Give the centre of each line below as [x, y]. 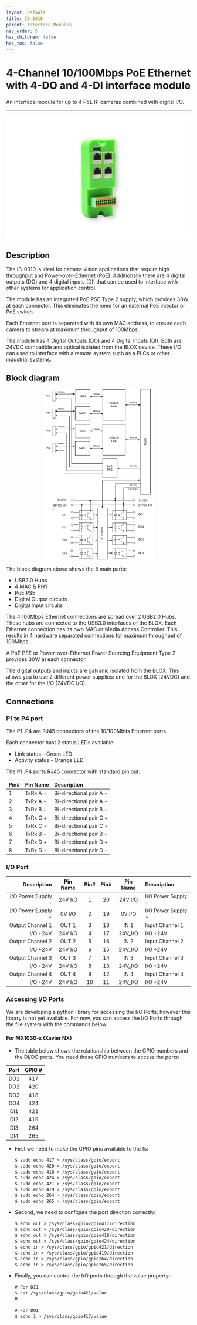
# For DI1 [27, 1287]
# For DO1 [27, 1311]
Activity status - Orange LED [49, 760]
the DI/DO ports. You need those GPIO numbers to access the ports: [97, 1057]
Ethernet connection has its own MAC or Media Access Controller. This [92, 629]
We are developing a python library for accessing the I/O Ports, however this [98, 1012]
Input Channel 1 [164, 925]
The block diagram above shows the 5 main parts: [67, 569]
